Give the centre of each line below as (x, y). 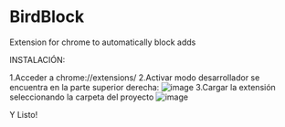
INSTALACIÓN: (37, 59)
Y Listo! (24, 114)
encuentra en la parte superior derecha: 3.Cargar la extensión (142, 87)
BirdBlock (47, 17)
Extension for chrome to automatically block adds (103, 42)
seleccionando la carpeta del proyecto (82, 97)
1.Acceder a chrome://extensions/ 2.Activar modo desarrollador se (135, 77)
